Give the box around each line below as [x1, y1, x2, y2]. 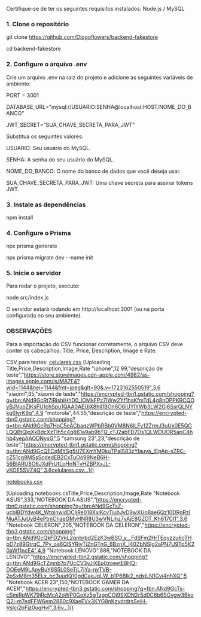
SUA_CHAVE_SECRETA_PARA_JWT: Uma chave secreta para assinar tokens [6, 179, 193, 186]
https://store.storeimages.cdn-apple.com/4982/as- [23, 371, 151, 378]
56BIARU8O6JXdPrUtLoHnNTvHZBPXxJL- [6, 460, 111, 467]
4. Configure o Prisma [6, 228, 71, 237]
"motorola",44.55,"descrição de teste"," [44, 409, 142, 416]
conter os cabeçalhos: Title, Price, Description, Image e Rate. [6, 347, 157, 354]
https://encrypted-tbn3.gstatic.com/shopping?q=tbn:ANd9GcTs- [25, 585, 185, 592]
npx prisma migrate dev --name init [6, 254, 94, 261]
